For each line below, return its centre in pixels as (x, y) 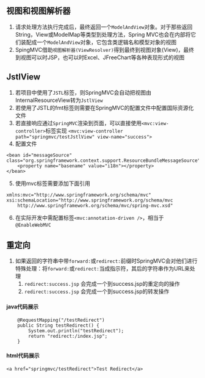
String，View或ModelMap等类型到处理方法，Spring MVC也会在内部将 (103, 34)
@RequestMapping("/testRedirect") (61, 320)
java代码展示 (23, 307)
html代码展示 (23, 355)
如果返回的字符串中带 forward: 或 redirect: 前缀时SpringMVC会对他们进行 (106, 261)
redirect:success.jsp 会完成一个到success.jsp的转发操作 (97, 291)
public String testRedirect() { (58, 325)
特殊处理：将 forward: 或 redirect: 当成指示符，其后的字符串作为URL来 (103, 269)
